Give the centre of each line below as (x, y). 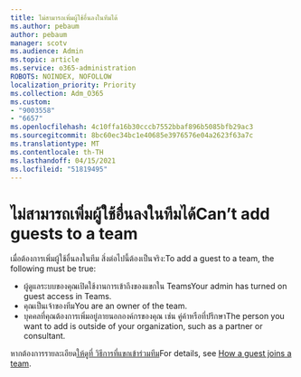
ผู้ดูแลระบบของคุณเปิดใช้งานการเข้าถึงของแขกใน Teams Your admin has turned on (155, 287)
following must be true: (53, 269)
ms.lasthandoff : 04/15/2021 (63, 160)
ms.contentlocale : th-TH (57, 152)
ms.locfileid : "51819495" (59, 169)
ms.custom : (31, 102)
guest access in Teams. (67, 297)
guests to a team (74, 234)
